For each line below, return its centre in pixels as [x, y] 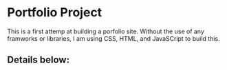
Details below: [39, 60]
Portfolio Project [55, 13]
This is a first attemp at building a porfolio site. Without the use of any [106, 31]
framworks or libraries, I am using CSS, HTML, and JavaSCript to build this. [113, 38]
